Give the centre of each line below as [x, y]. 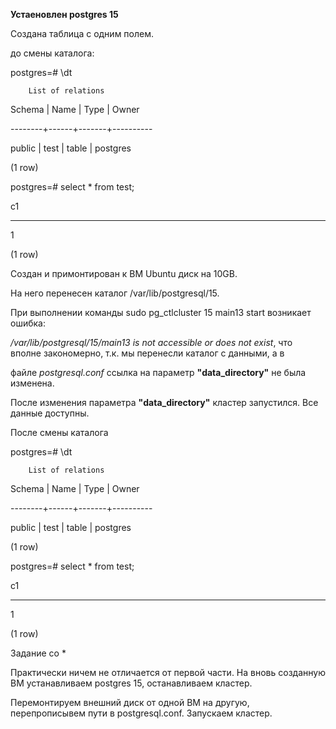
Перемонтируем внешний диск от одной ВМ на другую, [130, 702]
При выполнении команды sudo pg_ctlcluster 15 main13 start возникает [161, 312]
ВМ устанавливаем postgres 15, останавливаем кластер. [131, 683]
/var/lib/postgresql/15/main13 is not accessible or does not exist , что [151, 342]
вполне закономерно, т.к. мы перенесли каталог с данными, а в [147, 353]
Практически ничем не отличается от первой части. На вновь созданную [168, 672]
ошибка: [28, 323]
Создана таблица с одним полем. [82, 33]
